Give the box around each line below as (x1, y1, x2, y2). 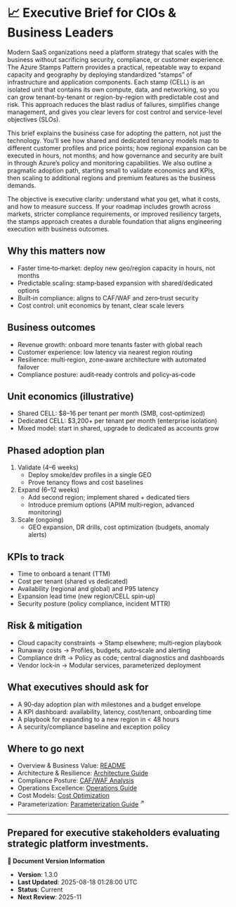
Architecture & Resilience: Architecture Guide (17, 769, 149, 778)
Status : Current (17, 885, 63, 894)
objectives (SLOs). (7, 115, 61, 123)
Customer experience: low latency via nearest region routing (17, 348, 193, 356)
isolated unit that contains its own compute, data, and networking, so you (7, 85, 220, 94)
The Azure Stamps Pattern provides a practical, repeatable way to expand (7, 63, 221, 71)
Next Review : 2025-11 (17, 892, 82, 901)
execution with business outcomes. (7, 224, 110, 233)
